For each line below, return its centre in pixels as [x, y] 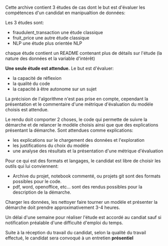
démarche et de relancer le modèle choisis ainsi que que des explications [82, 125]
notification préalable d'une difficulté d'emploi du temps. [64, 223]
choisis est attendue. [27, 110]
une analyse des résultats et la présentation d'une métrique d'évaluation [88, 151]
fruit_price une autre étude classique [51, 38]
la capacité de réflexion [37, 78]
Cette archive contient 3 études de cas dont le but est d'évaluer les [75, 7]
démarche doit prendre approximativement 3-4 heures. [63, 207]
